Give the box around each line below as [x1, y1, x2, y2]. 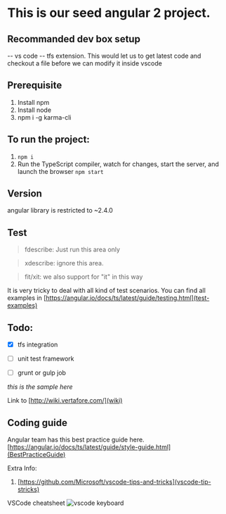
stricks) [17, 485, 40, 494]
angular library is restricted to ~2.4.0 [7, 206, 114, 215]
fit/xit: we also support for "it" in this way [24, 272, 143, 281]
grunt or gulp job [17, 368, 67, 377]
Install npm [17, 98, 50, 106]
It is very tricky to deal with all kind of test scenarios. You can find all [7, 287, 206, 295]
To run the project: [7, 134, 90, 146]
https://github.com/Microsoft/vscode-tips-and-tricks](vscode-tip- [20, 477, 212, 487]
